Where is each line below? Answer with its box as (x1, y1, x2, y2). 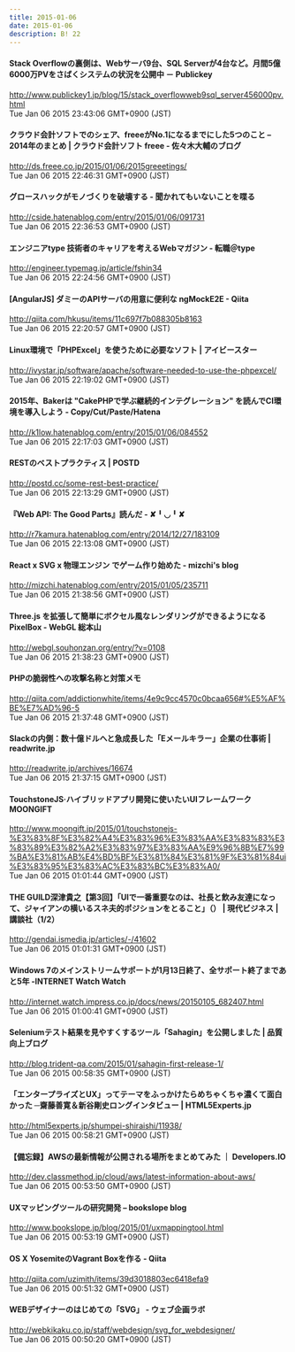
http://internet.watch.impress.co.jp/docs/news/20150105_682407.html (9, 996, 264, 1007)
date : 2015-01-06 (9, 21, 73, 30)
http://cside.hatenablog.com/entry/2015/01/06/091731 (9, 212, 205, 222)
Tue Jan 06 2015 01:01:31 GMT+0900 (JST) (9, 944, 167, 954)
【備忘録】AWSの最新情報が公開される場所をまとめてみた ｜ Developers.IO (9, 1151, 286, 1162)
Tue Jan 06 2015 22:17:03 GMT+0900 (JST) (9, 436, 170, 447)
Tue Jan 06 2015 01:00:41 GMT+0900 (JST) (9, 1006, 169, 1016)
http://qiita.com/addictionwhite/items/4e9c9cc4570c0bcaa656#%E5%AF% (9, 692, 286, 704)
